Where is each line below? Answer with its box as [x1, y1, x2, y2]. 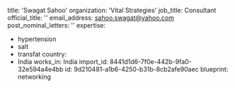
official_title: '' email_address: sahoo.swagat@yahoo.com [7, 13, 175, 22]
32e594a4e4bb [17, 65, 64, 73]
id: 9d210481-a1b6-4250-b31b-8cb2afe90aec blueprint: [64, 65, 229, 73]
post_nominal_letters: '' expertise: [7, 21, 106, 29]
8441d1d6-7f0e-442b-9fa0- [109, 57, 193, 66]
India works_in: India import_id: [17, 57, 108, 66]
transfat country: [17, 50, 67, 58]
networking [17, 72, 52, 81]
